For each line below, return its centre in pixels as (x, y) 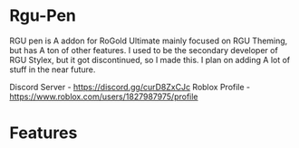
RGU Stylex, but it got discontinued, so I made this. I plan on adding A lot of (150, 60)
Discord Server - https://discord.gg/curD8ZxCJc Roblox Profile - (130, 87)
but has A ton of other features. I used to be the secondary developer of (144, 50)
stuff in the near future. (53, 69)
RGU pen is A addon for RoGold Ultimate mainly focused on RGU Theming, (149, 41)
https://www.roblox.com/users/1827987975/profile (104, 97)
